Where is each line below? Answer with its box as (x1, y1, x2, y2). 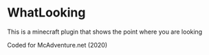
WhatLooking (7, 5, 86, 21)
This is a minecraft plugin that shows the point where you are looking (7, 27, 203, 36)
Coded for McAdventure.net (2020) (7, 41, 108, 49)
